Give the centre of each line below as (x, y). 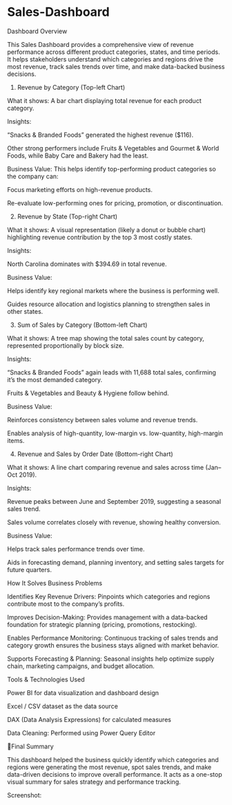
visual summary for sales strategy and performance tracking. (94, 782)
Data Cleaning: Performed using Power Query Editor (81, 732)
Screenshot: (25, 795)
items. (16, 440)
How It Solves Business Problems (55, 583)
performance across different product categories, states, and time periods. (114, 52)
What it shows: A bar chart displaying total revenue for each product (104, 100)
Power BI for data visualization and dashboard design (83, 692)
